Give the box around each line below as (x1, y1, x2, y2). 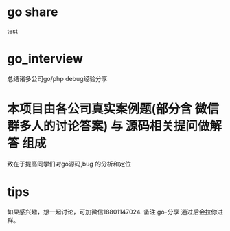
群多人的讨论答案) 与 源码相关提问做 (7, 118, 210, 134)
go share (7, 4, 58, 20)
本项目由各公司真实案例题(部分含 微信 (7, 101, 220, 117)
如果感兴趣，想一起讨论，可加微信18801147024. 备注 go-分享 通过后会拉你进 (7, 208, 223, 216)
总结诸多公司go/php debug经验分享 (7, 74, 108, 82)
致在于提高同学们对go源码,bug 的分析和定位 (7, 159, 132, 168)
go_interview (7, 51, 84, 67)
